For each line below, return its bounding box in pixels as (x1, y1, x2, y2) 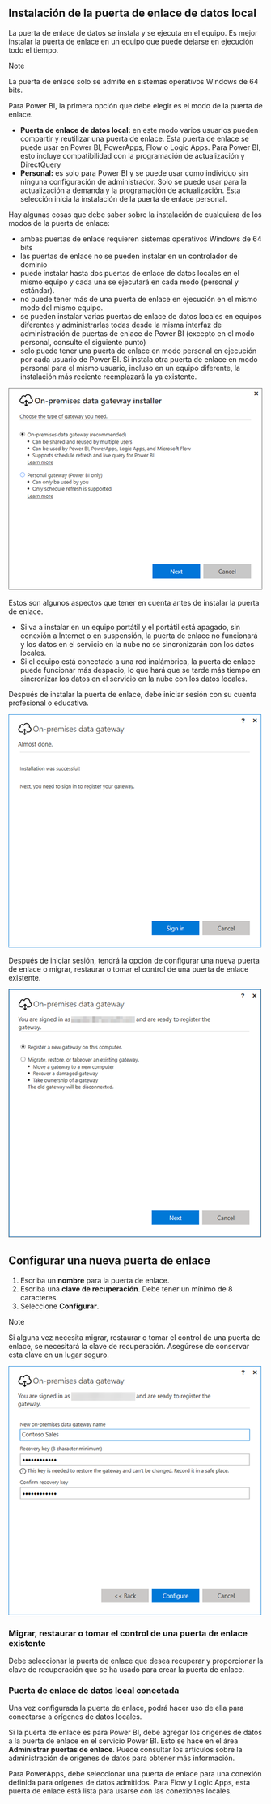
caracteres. (19, 1292, 59, 1302)
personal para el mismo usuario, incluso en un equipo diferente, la (19, 363, 241, 372)
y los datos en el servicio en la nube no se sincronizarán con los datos (19, 639, 255, 649)
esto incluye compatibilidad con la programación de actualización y (19, 151, 245, 160)
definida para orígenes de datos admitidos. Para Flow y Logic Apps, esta (8, 1777, 251, 1788)
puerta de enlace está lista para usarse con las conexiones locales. (8, 1786, 232, 1796)
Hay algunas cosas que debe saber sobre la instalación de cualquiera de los (8, 210, 262, 219)
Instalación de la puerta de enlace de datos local (8, 6, 257, 20)
